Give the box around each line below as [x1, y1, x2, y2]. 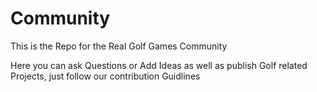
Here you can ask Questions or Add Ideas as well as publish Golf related [10, 59, 308, 71]
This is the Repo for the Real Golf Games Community [10, 40, 228, 52]
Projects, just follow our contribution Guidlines [10, 70, 201, 82]
